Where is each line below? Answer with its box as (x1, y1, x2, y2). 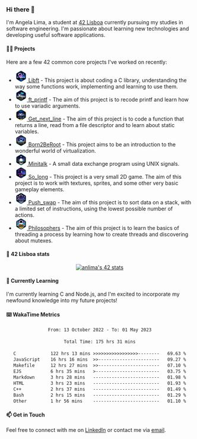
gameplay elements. (14, 185, 65, 192)
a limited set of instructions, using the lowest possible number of (14, 205, 173, 212)
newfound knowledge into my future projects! (6, 296, 117, 304)
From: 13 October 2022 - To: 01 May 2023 (47, 327, 152, 333)
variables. (14, 128, 39, 135)
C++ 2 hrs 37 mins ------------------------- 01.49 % (13, 386, 186, 393)
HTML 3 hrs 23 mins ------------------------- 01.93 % (13, 380, 186, 387)
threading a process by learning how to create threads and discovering (14, 230, 189, 238)
